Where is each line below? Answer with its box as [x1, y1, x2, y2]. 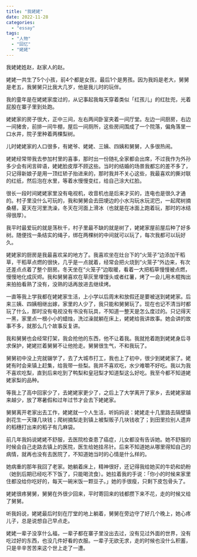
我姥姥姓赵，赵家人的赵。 [6, 63, 68, 70]
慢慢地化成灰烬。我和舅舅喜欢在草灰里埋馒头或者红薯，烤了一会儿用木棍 [6, 273, 181, 280]
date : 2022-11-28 [6, 14, 49, 20]
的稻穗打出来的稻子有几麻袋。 [6, 423, 78, 430]
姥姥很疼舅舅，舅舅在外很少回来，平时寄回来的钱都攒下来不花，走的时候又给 [6, 490, 191, 497]
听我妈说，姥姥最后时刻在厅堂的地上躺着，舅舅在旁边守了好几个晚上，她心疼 [6, 510, 191, 517]
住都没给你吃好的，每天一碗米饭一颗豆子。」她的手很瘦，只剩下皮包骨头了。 [6, 477, 189, 484]
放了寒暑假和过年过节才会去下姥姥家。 [26, 396, 119, 403]
